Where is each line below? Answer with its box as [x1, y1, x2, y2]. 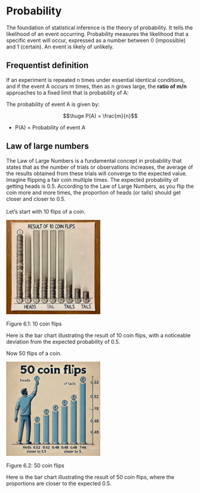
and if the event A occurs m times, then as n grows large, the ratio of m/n [6, 83, 187, 90]
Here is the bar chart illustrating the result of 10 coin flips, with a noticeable [6, 331, 191, 339]
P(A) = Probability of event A [14, 124, 85, 131]
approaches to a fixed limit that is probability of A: [6, 89, 129, 96]
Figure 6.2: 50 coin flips [6, 462, 64, 469]
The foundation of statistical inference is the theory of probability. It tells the [6, 24, 193, 31]
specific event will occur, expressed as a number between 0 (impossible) [6, 36, 186, 44]
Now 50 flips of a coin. [6, 349, 62, 357]
